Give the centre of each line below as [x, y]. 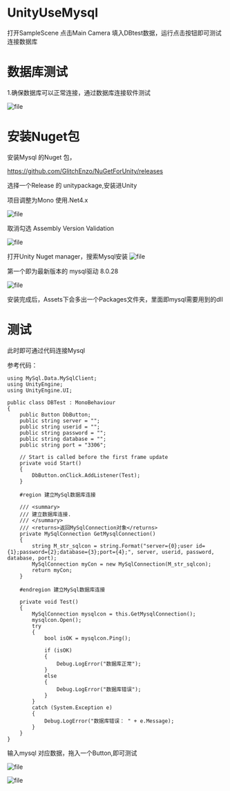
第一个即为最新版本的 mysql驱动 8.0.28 [63, 271]
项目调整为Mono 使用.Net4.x [48, 200]
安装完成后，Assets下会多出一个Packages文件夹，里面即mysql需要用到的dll [115, 299]
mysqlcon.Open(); [57, 620]
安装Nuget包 [44, 137]
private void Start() [50, 463]
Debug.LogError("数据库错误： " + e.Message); [109, 721]
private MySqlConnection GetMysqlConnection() [88, 534]
